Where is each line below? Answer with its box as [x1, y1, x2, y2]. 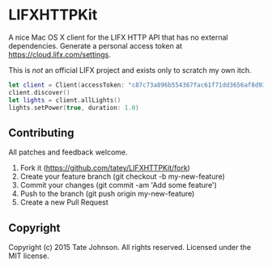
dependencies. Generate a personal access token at [8, 40, 183, 50]
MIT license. [8, 251, 50, 261]
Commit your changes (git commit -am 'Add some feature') [19, 180, 217, 190]
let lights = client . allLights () [8, 95, 121, 104]
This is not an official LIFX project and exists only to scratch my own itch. [8, 65, 253, 74]
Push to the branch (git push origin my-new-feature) [19, 189, 195, 199]
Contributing [8, 125, 74, 139]
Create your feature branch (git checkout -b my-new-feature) [19, 172, 225, 181]
